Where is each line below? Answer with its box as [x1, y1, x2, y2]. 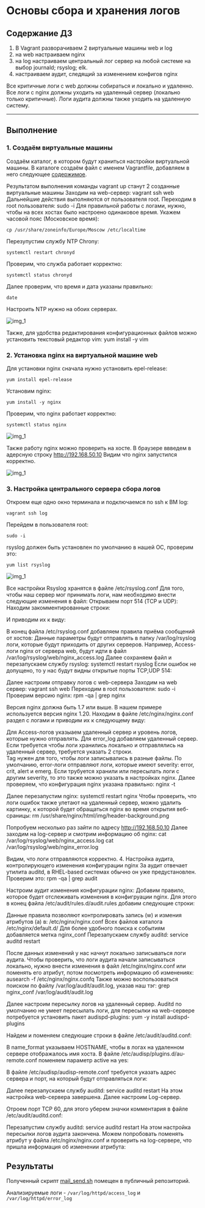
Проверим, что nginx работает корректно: [6, 410, 117, 417]
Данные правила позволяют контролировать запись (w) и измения [6, 912, 182, 919]
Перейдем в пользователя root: [6, 521, 88, 529]
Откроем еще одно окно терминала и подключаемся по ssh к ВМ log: [6, 499, 189, 506]
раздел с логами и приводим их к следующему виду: [6, 717, 146, 724]
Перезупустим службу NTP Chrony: [6, 237, 99, 245]
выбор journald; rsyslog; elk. [15, 64, 88, 71]
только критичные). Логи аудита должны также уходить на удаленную [6, 96, 191, 102]
